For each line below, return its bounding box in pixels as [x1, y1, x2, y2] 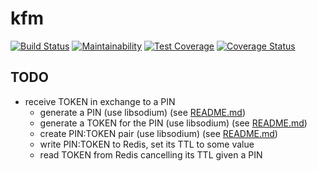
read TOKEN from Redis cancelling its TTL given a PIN [39, 148, 263, 161]
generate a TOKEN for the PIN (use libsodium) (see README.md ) [39, 117, 308, 129]
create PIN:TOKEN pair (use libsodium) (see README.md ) [39, 127, 278, 139]
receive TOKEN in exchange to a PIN [24, 95, 176, 107]
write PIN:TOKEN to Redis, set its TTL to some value [39, 138, 255, 150]
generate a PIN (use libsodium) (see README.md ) [39, 106, 246, 118]
